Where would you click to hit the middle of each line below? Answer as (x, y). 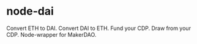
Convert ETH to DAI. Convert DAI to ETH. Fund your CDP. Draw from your (99, 28)
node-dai (30, 11)
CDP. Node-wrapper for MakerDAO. (51, 34)
